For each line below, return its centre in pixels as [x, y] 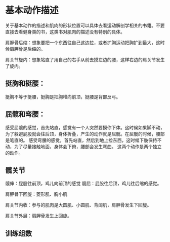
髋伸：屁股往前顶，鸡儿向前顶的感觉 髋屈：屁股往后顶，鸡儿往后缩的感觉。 [83, 184]
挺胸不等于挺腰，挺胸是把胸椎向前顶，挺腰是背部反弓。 [63, 96]
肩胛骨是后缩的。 [27, 49]
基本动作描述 [32, 10]
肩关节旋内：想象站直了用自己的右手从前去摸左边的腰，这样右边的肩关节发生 [85, 59]
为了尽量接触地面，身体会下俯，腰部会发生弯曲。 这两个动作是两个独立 [88, 146]
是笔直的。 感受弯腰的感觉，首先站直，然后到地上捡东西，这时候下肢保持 [81, 140]
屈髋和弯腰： [25, 114]
